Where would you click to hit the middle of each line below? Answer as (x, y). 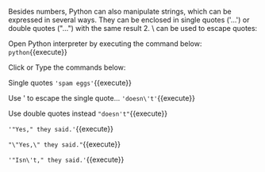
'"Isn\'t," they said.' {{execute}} (66, 159)
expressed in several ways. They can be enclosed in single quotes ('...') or (129, 20)
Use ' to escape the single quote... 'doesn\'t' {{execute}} (102, 98)
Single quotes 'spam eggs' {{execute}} (70, 83)
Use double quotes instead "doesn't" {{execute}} (88, 113)
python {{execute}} (38, 52)
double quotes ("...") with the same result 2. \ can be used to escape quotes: (133, 28)
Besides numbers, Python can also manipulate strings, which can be (120, 11)
